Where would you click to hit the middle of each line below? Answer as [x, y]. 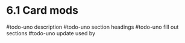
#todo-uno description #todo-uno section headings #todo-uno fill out [92, 27]
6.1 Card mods [42, 10]
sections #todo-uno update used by [51, 33]
